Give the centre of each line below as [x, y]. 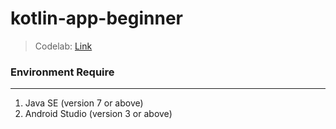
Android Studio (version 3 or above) [98, 114]
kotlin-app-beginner [97, 18]
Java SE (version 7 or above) [84, 103]
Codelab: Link [63, 46]
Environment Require [62, 72]
